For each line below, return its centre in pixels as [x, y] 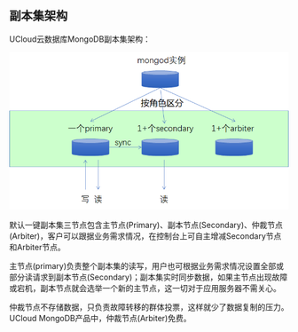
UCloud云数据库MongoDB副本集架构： [80, 39]
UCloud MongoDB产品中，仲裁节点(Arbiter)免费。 [100, 318]
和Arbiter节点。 [37, 247]
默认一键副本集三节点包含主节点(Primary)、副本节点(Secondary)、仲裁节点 [146, 225]
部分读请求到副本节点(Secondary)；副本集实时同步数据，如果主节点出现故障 [149, 277]
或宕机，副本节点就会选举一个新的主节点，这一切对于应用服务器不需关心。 [145, 288]
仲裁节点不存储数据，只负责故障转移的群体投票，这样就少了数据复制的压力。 [149, 307]
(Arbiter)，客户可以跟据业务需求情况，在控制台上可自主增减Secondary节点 [145, 236]
